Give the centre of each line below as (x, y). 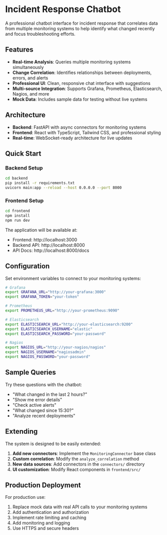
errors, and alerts (30, 78)
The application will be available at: (41, 230)
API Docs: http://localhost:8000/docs (51, 250)
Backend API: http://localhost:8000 (48, 245)
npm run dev (17, 220)
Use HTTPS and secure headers (45, 528)
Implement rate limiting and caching (49, 518)
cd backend (16, 179)
